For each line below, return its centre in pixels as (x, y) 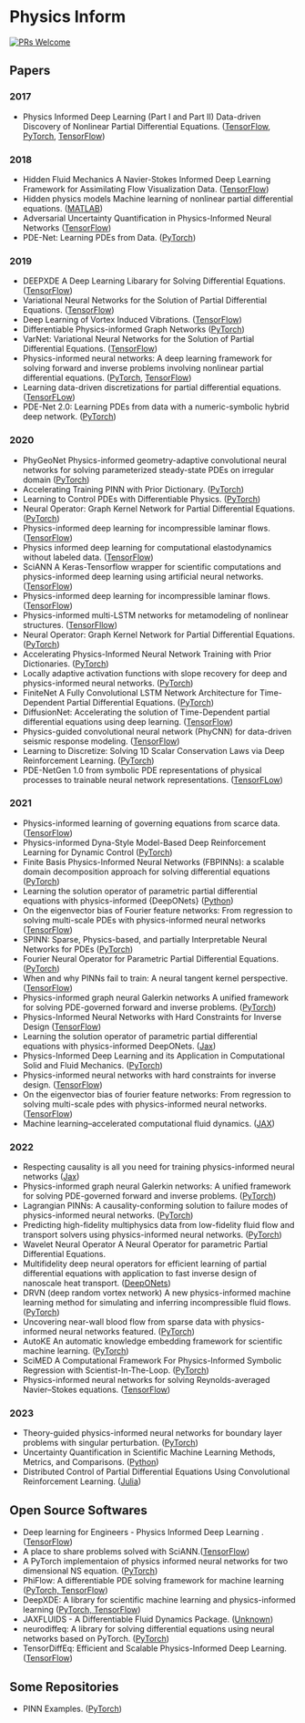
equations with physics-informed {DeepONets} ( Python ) (128, 901)
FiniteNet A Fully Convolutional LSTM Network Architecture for (140, 692)
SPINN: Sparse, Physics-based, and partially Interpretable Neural (145, 939)
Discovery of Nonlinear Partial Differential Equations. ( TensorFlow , (147, 126)
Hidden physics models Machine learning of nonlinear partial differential (158, 199)
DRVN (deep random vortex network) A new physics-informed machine (157, 1293)
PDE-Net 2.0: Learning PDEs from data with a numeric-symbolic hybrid (156, 407)
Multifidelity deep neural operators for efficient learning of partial (144, 1264)
